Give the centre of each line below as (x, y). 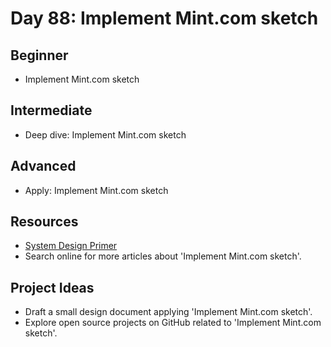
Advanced (43, 166)
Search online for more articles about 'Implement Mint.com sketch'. (163, 256)
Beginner (39, 55)
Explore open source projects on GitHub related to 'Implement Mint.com (173, 323)
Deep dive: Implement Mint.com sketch (105, 134)
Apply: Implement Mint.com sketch (96, 190)
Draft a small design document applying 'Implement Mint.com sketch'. (168, 312)
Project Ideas (52, 287)
